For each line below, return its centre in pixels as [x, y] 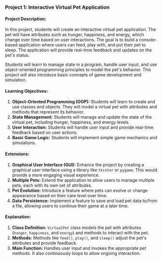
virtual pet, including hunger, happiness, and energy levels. [71, 122]
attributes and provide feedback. [44, 243]
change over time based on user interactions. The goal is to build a [72, 40]
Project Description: [26, 19]
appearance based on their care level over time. [60, 195]
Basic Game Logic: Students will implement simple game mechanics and [84, 138]
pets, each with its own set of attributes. [52, 185]
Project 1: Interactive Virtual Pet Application [57, 7]
